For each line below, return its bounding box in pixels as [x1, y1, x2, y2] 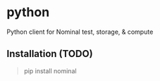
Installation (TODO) [6, 48, 93, 60]
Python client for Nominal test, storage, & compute [6, 27, 154, 36]
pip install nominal [23, 66, 77, 75]
